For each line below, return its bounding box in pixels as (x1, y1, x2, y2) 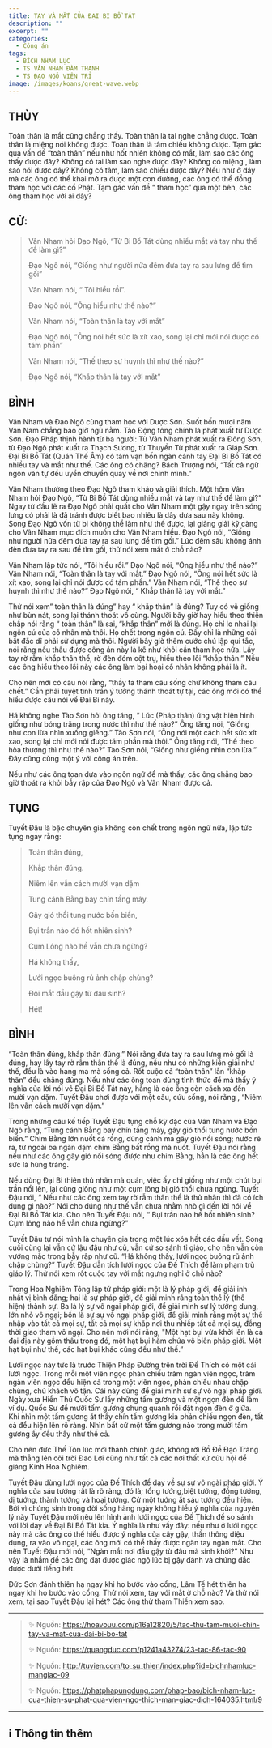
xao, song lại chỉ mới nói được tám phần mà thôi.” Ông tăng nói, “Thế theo (8, 736, 255, 746)
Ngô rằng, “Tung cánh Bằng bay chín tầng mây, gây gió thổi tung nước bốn (8, 1125, 258, 1135)
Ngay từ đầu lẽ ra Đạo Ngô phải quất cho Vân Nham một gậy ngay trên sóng (8, 501, 262, 511)
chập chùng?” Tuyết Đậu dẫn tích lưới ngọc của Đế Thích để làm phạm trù (8, 1260, 255, 1269)
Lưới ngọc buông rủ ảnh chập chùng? (28, 973, 154, 983)
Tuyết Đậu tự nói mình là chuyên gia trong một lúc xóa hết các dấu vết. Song (8, 1234, 264, 1243)
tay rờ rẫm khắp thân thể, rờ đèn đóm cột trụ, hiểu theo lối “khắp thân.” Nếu (8, 653, 260, 663)
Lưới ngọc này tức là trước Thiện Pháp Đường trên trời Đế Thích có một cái (8, 1360, 257, 1370)
